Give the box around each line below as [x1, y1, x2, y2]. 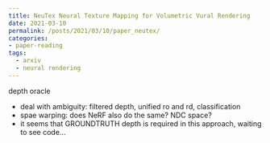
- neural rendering [15, 64, 81, 72]
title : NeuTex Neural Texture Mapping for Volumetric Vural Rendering [8, 11, 251, 20]
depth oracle [8, 86, 51, 96]
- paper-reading [8, 42, 63, 50]
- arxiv [15, 57, 42, 65]
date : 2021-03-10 [8, 19, 67, 27]
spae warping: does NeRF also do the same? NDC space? [19, 110, 212, 120]
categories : [8, 34, 48, 43]
